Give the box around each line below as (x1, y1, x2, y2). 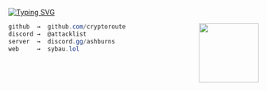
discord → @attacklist (8, 30, 87, 38)
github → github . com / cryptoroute (8, 23, 126, 31)
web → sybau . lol (8, 44, 80, 53)
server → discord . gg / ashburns (8, 37, 115, 45)
